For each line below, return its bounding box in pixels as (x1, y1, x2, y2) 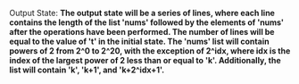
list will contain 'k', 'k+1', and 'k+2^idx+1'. (9, 64, 165, 75)
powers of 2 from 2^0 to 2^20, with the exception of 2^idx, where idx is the (9, 46, 291, 56)
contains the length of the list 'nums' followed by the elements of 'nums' (9, 17, 284, 28)
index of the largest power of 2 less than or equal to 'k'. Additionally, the (9, 55, 281, 65)
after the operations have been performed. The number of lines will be (9, 27, 275, 37)
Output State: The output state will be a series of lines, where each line (9, 8, 275, 18)
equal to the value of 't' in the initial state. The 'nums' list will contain (9, 36, 270, 46)
